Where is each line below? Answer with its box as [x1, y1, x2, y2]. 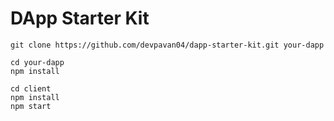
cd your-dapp [10, 57, 65, 67]
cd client [10, 83, 52, 94]
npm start [10, 101, 52, 111]
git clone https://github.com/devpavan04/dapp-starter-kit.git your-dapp [10, 40, 325, 50]
